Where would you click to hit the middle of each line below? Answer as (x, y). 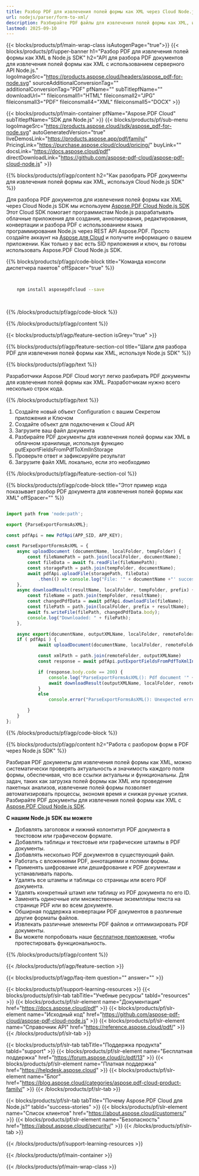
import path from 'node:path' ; (45, 514)
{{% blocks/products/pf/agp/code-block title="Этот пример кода (86, 485)
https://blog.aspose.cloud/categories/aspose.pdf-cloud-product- (102, 1083)
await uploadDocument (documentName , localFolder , (100, 645)
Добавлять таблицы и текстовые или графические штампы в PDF (97, 842)
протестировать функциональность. (60, 943)
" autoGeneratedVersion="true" (67, 133)
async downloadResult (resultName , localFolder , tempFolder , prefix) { (106, 590)
